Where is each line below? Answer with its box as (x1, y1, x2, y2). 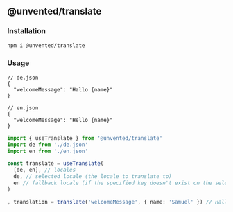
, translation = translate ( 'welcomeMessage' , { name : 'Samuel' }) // (7, 198, 213, 205)
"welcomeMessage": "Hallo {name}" (13, 86, 113, 93)
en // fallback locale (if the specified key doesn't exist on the (13, 179, 213, 186)
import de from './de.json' (7, 141, 89, 148)
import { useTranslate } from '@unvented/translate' (7, 134, 163, 141)
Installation (7, 26, 46, 36)
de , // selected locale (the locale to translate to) (13, 173, 172, 180)
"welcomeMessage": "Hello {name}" (13, 116, 113, 123)
